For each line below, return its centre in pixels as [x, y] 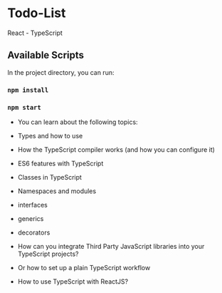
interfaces [32, 205]
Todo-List [37, 13]
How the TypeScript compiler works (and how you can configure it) [116, 149]
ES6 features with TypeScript [60, 163]
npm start [24, 107]
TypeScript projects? [48, 254]
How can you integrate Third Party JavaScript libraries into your [111, 246]
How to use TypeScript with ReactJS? [73, 281]
